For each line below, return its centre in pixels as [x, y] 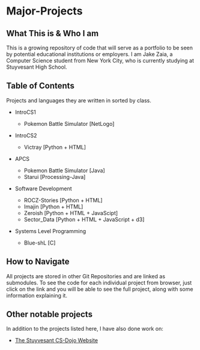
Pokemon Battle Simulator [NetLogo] [69, 123]
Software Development [43, 189]
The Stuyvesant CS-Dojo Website [56, 340]
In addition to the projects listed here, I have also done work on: [85, 329]
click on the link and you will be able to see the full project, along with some [100, 289]
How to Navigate [38, 262]
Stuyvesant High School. [37, 67]
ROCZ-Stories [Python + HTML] [63, 200]
